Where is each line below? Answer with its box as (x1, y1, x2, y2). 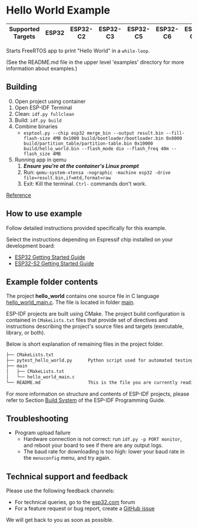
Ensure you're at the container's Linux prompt (23, 162, 140, 169)
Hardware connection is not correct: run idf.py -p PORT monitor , (23, 436, 182, 443)
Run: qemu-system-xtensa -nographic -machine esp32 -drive (23, 168, 171, 176)
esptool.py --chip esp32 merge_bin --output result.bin (23, 130, 164, 136)
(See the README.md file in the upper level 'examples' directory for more (6, 59, 184, 66)
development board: (6, 242, 55, 249)
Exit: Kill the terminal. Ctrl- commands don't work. (23, 180, 147, 187)
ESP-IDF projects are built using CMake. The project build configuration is (6, 310, 186, 317)
